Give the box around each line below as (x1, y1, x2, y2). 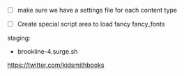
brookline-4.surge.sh (17, 47, 78, 56)
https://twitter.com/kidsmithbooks (7, 61, 105, 69)
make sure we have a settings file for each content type (17, 6, 178, 14)
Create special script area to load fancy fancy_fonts (17, 20, 165, 29)
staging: (7, 34, 31, 43)
